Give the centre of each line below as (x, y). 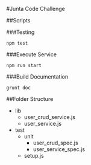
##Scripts (18, 20)
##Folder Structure (30, 99)
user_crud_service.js (49, 117)
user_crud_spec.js (55, 143)
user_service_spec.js (59, 149)
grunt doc (19, 88)
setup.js (34, 156)
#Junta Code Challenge (36, 9)
